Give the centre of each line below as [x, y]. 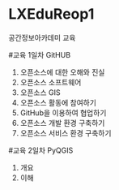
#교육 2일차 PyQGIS [41, 150]
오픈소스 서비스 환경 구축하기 [66, 133]
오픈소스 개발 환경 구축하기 [62, 123]
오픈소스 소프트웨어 [51, 82]
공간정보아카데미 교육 [42, 37]
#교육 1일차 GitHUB [40, 54]
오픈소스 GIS [40, 92]
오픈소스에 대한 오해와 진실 [62, 72]
